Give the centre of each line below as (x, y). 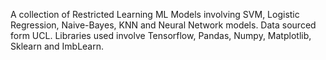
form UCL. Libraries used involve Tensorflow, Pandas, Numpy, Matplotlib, (161, 35)
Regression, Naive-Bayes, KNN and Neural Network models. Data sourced (163, 25)
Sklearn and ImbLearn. (57, 46)
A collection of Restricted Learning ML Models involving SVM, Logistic (155, 14)
